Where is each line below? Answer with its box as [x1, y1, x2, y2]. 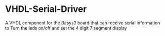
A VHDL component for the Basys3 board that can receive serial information [5, 20, 161, 26]
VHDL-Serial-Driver [5, 3, 87, 15]
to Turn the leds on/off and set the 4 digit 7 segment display [5, 25, 127, 31]
